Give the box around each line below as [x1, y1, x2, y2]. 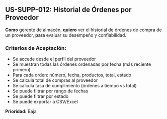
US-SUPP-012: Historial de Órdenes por [5, 6, 132, 14]
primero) [12, 67, 31, 73]
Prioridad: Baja [5, 108, 37, 114]
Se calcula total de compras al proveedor [12, 77, 98, 83]
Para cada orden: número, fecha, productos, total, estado [12, 72, 132, 78]
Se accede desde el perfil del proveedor [12, 56, 96, 62]
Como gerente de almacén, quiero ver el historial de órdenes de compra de [5, 27, 162, 33]
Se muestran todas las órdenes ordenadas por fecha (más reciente [12, 61, 151, 67]
